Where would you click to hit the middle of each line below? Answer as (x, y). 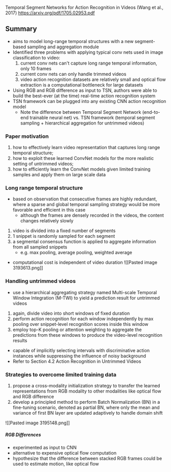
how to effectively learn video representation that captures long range (86, 148)
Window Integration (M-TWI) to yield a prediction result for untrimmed (86, 298)
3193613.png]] (28, 268)
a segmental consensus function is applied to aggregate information (84, 242)
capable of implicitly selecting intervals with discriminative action (81, 350)
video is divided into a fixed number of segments (64, 231)
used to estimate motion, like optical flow (56, 464)
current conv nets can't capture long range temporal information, (89, 63)
